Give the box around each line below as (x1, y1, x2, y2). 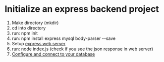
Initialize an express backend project (4, 3, 159, 15)
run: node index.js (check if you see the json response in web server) (11, 46, 154, 52)
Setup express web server (11, 40, 66, 46)
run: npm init (11, 30, 38, 36)
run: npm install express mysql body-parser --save (11, 35, 116, 41)
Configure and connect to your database (11, 51, 95, 57)
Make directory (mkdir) (11, 20, 59, 26)
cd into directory (11, 25, 46, 31)
